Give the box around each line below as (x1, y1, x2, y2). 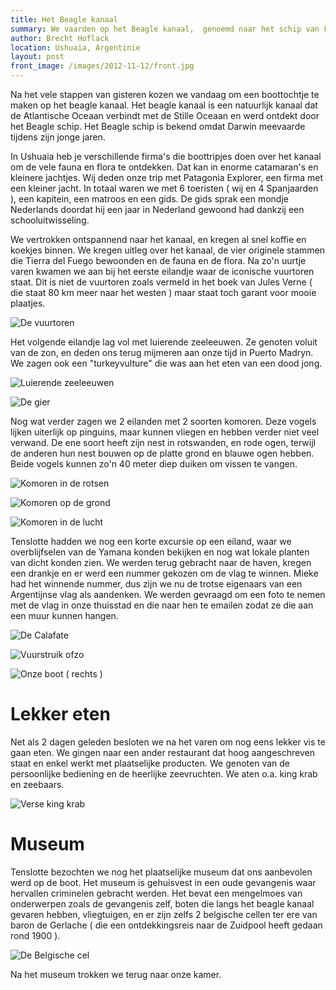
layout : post (10, 52, 65, 62)
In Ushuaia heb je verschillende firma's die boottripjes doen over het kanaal (10, 151, 322, 162)
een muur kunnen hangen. (10, 610, 119, 621)
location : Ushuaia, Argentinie (10, 42, 141, 53)
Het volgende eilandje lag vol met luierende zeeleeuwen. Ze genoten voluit (10, 336, 318, 348)
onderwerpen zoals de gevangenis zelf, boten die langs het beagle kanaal (10, 897, 315, 910)
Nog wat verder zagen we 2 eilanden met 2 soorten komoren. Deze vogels (10, 416, 317, 427)
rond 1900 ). (10, 929, 61, 941)
